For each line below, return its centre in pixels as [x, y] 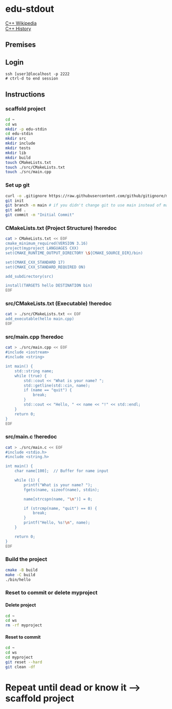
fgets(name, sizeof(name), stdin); [62, 490]
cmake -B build [21, 570]
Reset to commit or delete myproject [51, 592]
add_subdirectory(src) [29, 276]
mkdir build [18, 158]
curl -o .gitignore [26, 196]
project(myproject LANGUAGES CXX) [42, 248]
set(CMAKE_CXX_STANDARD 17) [35, 262]
